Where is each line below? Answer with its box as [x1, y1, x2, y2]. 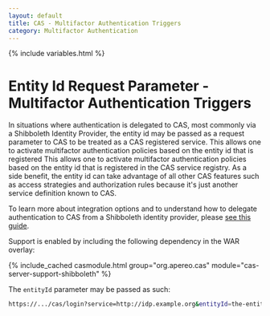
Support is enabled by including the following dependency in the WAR [8, 237, 239, 246]
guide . [8, 221, 30, 231]
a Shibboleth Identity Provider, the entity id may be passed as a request [8, 129, 245, 139]
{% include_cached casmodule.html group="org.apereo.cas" [8, 261, 211, 270]
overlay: [8, 245, 35, 255]
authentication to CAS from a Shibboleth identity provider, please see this [8, 213, 252, 222]
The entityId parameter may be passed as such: [8, 285, 171, 294]
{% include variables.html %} [8, 49, 105, 59]
